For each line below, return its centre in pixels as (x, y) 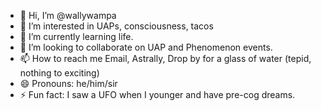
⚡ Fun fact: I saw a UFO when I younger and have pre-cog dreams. (157, 94)
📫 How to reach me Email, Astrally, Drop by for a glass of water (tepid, (165, 58)
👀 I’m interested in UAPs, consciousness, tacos (116, 26)
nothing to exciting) (59, 73)
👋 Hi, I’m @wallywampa (68, 15)
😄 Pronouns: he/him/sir (68, 83)
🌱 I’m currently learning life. (76, 36)
